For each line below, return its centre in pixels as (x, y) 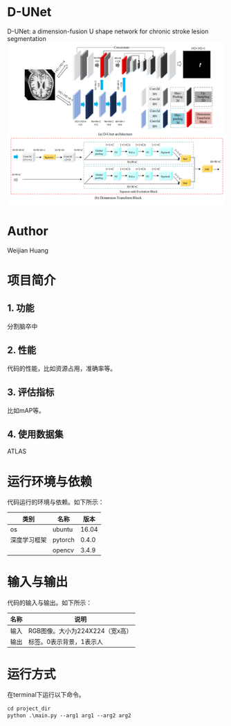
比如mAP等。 (26, 410)
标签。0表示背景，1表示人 (66, 641)
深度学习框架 (28, 540)
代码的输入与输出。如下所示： (49, 602)
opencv (63, 550)
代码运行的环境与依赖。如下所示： (56, 502)
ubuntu (63, 530)
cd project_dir (29, 709)
